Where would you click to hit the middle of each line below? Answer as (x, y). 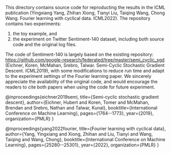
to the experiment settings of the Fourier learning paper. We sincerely (78, 76)
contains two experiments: (33, 24)
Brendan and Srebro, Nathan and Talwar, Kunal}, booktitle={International (81, 108)
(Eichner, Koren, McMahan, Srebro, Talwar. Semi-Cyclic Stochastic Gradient (85, 65)
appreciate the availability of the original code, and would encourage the (81, 82)
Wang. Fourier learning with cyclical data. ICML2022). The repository (78, 18)
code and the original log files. (44, 45)
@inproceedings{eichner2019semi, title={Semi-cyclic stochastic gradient (82, 97)
